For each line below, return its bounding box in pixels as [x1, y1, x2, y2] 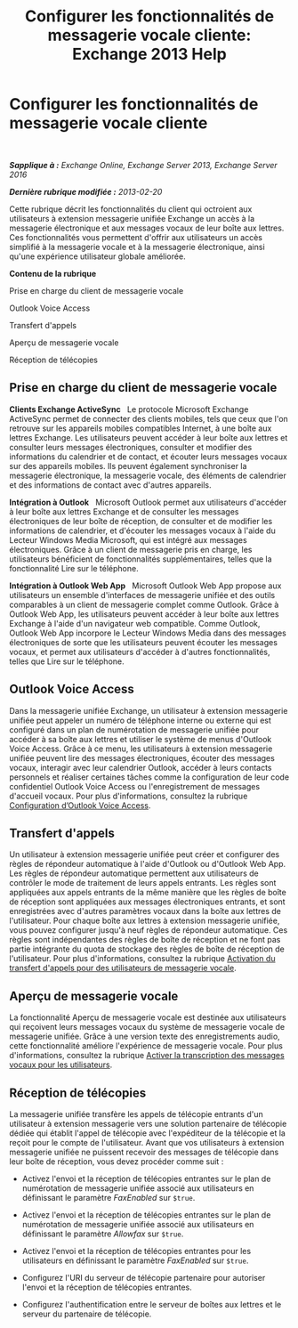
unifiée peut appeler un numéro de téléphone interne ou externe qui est [9, 715, 271, 725]
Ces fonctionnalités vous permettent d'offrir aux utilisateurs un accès [9, 231, 263, 242]
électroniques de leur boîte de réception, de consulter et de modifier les [9, 515, 273, 526]
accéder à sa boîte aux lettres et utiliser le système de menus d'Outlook [9, 733, 272, 744]
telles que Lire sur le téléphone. [9, 656, 125, 667]
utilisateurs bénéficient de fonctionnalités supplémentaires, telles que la [9, 554, 273, 564]
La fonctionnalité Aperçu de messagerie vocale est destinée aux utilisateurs [9, 1012, 286, 1023]
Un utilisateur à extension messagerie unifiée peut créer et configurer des [9, 849, 280, 860]
